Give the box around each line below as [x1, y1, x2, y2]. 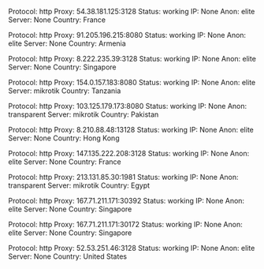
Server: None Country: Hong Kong [8, 133, 120, 143]
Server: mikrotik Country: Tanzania [8, 86, 121, 95]
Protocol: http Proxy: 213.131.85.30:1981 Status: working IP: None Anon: [8, 173, 239, 181]
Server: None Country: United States [8, 252, 128, 261]
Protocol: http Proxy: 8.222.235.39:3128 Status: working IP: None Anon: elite [8, 54, 256, 63]
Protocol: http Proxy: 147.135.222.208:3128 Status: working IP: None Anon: [8, 149, 250, 158]
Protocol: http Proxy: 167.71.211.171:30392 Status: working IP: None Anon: [8, 196, 245, 205]
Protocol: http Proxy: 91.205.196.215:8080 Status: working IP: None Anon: [8, 31, 247, 39]
